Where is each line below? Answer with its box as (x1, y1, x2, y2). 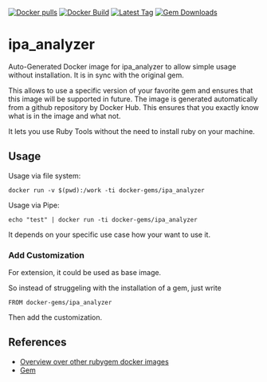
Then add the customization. (8, 313, 103, 322)
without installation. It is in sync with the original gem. (8, 70, 185, 80)
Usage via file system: (8, 171, 81, 180)
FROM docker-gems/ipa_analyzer (8, 299, 112, 307)
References (8, 336, 67, 349)
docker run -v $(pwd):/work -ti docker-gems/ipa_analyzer (8, 186, 205, 195)
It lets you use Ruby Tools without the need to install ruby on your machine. (8, 126, 255, 136)
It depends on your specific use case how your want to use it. (8, 230, 211, 239)
